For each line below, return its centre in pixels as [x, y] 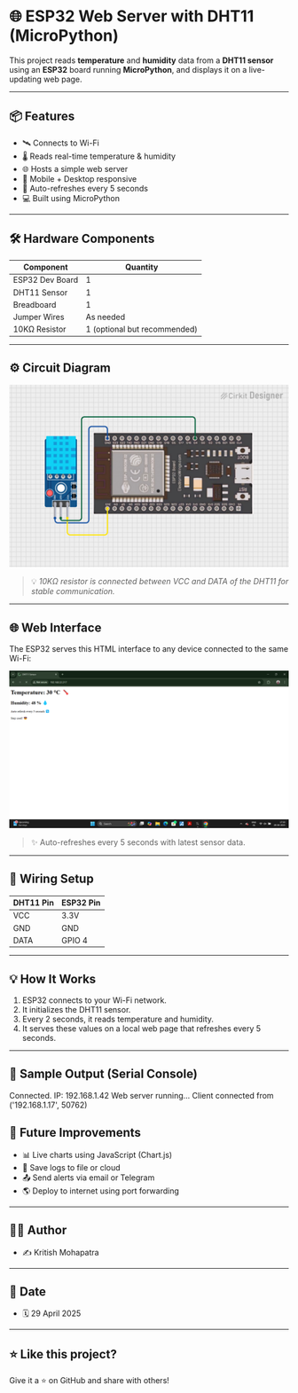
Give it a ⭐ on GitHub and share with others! [90, 1381]
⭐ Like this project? [63, 1354]
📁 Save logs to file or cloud [71, 1167]
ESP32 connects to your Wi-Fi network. [94, 1000]
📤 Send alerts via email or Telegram [88, 1178]
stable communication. [73, 591]
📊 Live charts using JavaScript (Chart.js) [97, 1154]
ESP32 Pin [81, 903]
